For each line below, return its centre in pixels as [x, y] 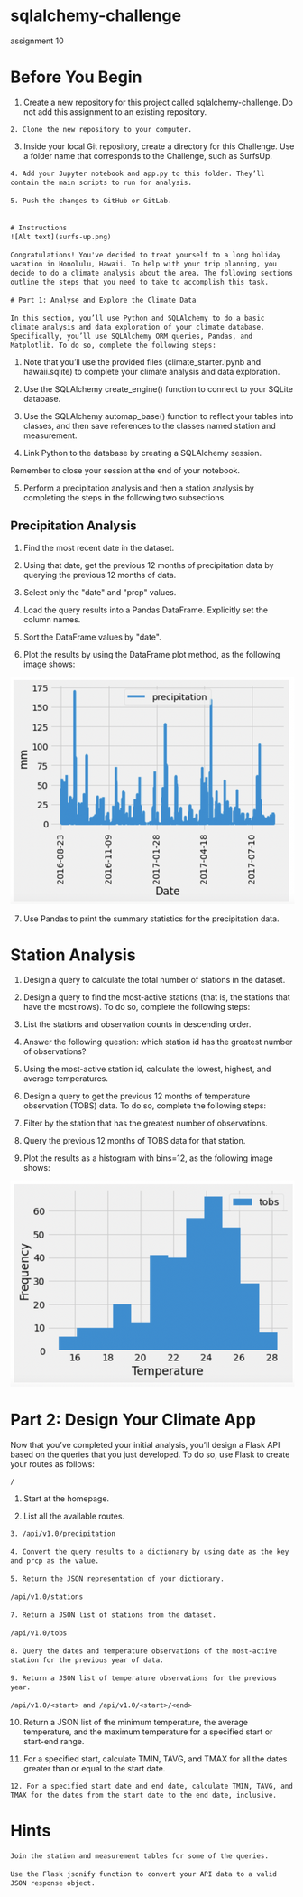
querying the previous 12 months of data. [100, 575]
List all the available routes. [74, 1516]
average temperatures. [66, 1079]
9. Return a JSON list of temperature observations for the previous [144, 1678]
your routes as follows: [53, 1463]
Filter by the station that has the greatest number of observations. [146, 1123]
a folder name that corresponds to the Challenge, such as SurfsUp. [148, 155]
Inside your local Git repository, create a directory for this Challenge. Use [159, 146]
